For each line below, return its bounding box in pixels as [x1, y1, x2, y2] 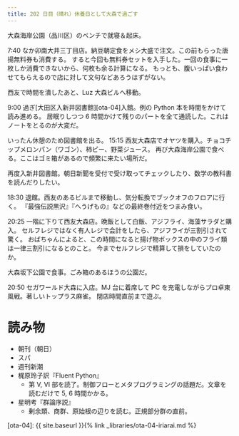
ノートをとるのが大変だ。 [7, 120, 83, 129]
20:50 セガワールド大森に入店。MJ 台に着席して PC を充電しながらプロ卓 [7, 283, 225, 291]
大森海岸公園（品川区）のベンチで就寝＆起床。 [7, 31, 145, 39]
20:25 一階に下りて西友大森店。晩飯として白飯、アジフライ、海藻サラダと [7, 217, 226, 225]
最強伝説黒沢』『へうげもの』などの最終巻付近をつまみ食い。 [27, 202, 206, 210]
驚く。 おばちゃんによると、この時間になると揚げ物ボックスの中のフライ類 [7, 234, 228, 243]
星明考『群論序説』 [17, 398, 75, 406]
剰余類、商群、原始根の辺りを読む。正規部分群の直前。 [28, 407, 191, 415]
